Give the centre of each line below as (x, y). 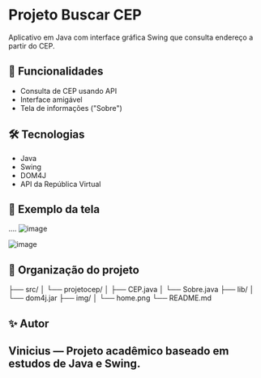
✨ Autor (29, 323)
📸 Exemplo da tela (54, 209)
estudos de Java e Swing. (75, 363)
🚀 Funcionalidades (56, 72)
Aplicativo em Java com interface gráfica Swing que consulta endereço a (131, 37)
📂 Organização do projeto (74, 270)
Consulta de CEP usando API (68, 91)
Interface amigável (51, 100)
